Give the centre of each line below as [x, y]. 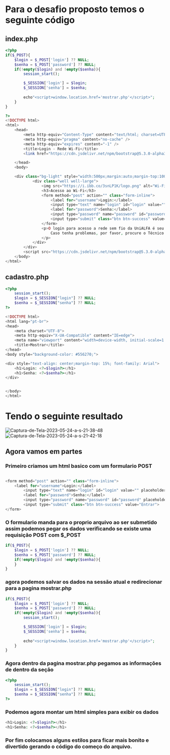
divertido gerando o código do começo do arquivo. [69, 746]
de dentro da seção [30, 670]
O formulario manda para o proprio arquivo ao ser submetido [81, 522]
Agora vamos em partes [44, 452]
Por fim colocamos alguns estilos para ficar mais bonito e [77, 740]
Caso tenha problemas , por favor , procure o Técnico [107, 233]
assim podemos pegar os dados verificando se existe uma [78, 528]
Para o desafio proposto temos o [75, 9]
